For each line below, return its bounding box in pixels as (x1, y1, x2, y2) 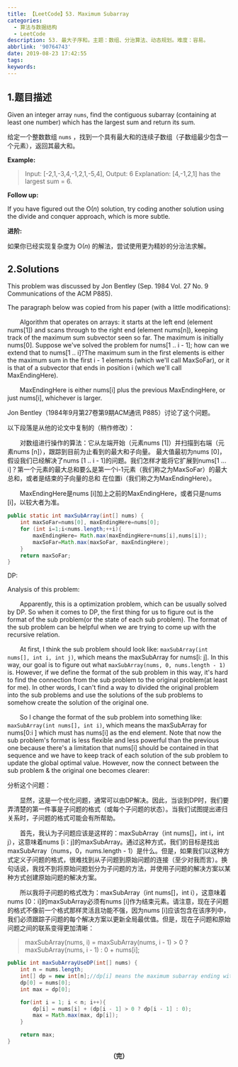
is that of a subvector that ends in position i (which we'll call (7, 364, 182, 372)
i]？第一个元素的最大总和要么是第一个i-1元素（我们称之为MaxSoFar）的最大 (7, 465, 228, 474)
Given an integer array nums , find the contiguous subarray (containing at (7, 111, 217, 119)
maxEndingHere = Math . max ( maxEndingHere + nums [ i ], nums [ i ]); (33, 532, 208, 539)
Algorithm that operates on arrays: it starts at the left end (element (19, 318, 213, 327)
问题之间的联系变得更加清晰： (7, 924, 94, 933)
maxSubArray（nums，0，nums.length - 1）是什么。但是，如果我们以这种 (7, 847, 224, 855)
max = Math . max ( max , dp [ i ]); (33, 1012, 119, 1019)
